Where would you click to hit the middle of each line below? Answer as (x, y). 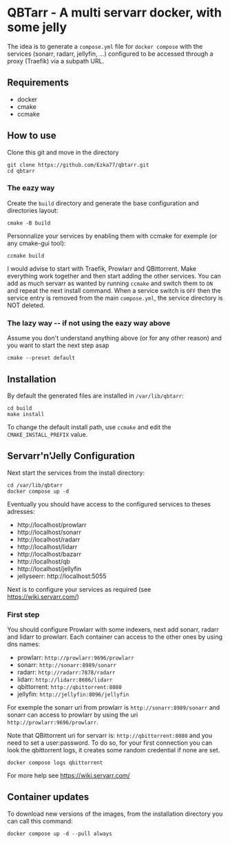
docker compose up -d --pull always (60, 834)
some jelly (37, 27)
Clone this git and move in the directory (63, 152)
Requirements (38, 83)
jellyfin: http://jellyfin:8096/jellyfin (73, 694)
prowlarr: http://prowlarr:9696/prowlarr (75, 658)
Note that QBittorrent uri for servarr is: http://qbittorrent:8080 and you (109, 736)
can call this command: (40, 821)
